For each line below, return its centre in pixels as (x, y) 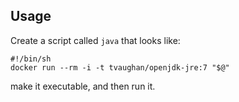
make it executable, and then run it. (83, 86)
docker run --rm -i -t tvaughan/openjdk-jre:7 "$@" (120, 67)
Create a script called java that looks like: (95, 40)
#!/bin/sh (31, 59)
